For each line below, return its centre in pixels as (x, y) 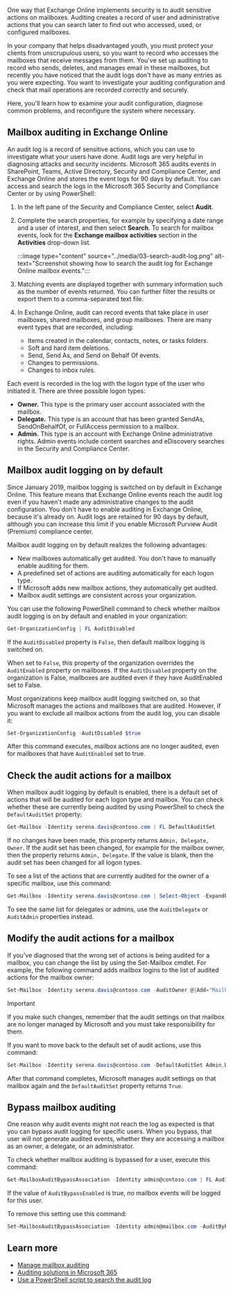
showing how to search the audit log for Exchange (141, 263)
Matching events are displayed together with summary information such (120, 284)
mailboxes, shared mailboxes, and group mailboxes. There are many (114, 319)
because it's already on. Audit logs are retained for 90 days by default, (108, 516)
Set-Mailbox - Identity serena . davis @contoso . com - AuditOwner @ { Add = (108, 990)
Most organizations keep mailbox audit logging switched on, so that (104, 698)
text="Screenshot (42, 263)
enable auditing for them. (53, 566)
